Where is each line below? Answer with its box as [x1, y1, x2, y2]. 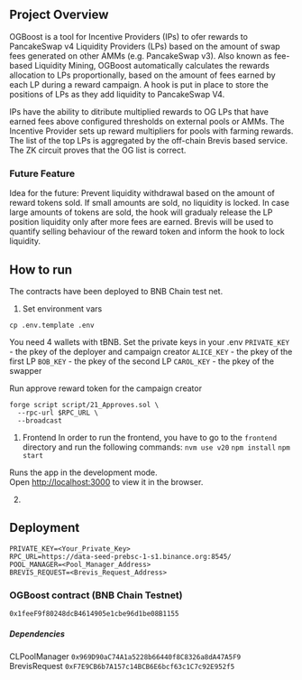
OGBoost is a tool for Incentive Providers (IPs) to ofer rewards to [9, 31, 248, 42]
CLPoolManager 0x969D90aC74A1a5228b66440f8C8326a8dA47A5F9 [9, 651, 242, 662]
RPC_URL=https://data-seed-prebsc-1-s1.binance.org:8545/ [9, 552, 232, 561]
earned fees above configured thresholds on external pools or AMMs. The [9, 116, 285, 126]
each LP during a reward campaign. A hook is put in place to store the [9, 79, 269, 89]
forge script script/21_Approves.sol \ [9, 400, 160, 409]
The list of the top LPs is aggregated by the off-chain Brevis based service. [9, 135, 288, 145]
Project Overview [9, 7, 109, 23]
